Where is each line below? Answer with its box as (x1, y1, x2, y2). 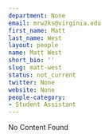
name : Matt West (8, 49, 62, 57)
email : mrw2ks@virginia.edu (8, 19, 102, 27)
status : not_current (8, 71, 77, 79)
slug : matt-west (8, 64, 62, 72)
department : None (8, 11, 66, 20)
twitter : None (8, 78, 56, 86)
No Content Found (8, 123, 69, 132)
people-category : (8, 93, 66, 101)
